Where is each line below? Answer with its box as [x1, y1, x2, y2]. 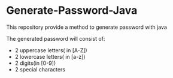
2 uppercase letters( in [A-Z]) [14, 46, 88, 54]
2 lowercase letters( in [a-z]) [14, 53, 86, 60]
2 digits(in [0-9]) [14, 59, 56, 67]
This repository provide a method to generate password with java [6, 23, 168, 31]
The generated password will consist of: [6, 35, 105, 42]
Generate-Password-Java [6, 4, 138, 17]
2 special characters [14, 65, 66, 73]
